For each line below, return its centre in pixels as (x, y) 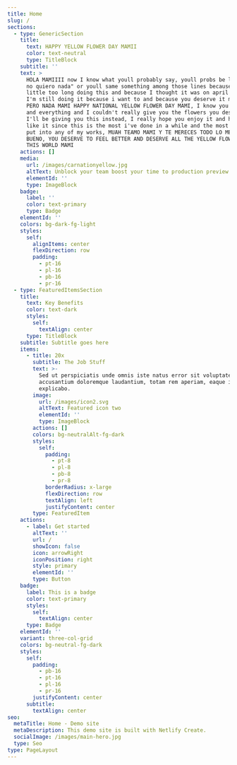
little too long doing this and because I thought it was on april (127, 93)
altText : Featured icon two (80, 408)
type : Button (52, 579)
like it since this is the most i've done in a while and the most (127, 125)
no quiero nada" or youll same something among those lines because (129, 86)
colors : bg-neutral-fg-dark (61, 645)
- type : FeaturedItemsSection (58, 290)
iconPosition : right (63, 559)
